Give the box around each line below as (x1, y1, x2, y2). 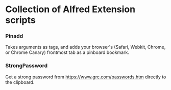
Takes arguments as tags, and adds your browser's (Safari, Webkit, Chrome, (5, 44, 166, 50)
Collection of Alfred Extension (5, 4, 136, 15)
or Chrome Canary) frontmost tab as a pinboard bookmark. (5, 49, 129, 55)
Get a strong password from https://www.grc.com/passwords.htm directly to (5, 74, 166, 80)
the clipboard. (5, 79, 35, 85)
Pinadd (5, 33, 23, 40)
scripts (5, 14, 36, 26)
